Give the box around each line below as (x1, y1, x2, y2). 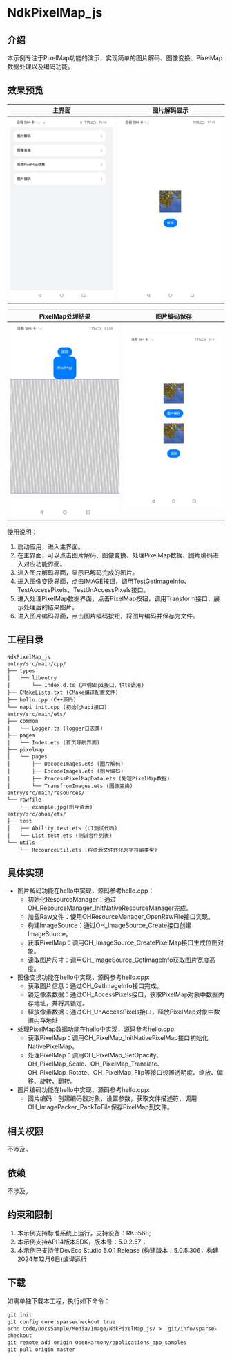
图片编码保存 (155, 312, 192, 320)
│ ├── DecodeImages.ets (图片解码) (7, 760, 124, 767)
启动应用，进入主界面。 (17, 542, 84, 551)
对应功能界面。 (23, 560, 66, 568)
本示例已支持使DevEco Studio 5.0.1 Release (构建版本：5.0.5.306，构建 (17, 1246, 219, 1254)
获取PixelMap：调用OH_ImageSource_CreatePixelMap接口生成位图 (27, 938, 218, 947)
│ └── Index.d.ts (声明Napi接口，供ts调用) (7, 681, 145, 688)
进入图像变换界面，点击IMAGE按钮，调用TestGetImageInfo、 (17, 577, 191, 585)
